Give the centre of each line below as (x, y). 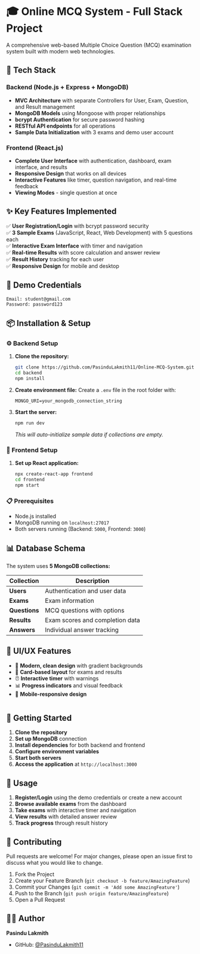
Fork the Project (35, 874)
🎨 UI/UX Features (39, 651)
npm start (27, 485)
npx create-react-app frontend (54, 474)
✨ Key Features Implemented (61, 211)
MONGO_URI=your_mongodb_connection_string (68, 401)
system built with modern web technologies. (61, 51)
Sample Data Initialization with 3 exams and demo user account (94, 132)
